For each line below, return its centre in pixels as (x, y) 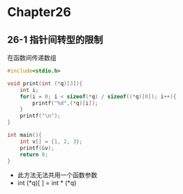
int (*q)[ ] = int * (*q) (47, 183)
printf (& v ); (37, 148)
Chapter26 (39, 12)
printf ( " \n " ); (40, 116)
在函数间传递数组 (32, 58)
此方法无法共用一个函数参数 (57, 175)
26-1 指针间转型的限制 (55, 39)
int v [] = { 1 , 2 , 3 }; (51, 141)
